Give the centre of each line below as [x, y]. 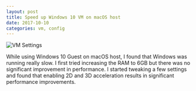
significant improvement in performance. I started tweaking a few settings [97, 70]
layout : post [22, 12]
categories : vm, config [36, 28]
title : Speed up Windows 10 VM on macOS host [63, 17]
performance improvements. [41, 82]
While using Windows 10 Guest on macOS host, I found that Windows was [97, 57]
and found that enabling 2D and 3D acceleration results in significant [90, 76]
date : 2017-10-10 [28, 23]
